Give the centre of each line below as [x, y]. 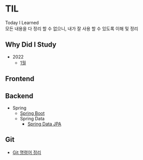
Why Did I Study [31, 45]
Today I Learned [22, 23]
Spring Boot [32, 113]
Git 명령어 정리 [27, 152]
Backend [19, 96]
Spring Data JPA [44, 124]
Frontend [20, 79]
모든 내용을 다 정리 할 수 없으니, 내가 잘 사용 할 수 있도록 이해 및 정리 [72, 29]
